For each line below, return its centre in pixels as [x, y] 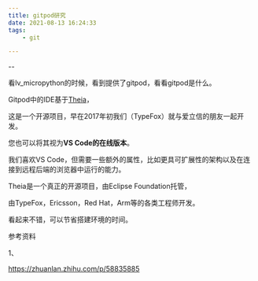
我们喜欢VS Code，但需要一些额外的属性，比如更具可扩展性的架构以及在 [126, 160]
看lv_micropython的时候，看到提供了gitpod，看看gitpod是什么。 [112, 83]
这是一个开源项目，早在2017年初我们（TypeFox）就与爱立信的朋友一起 [123, 116]
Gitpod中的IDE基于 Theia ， [51, 100]
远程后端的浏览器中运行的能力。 [74, 169]
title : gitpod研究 [37, 15]
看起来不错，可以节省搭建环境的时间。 [70, 220]
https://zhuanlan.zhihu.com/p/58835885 [74, 269]
